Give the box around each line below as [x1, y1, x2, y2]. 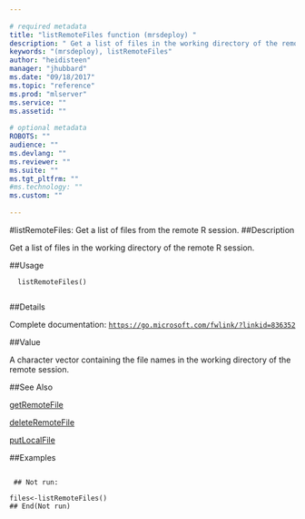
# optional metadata [9, 124, 88, 133]
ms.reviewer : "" [9, 157, 71, 167]
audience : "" [9, 140, 59, 149]
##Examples [9, 452, 56, 463]
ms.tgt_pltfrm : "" [9, 174, 79, 183]
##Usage [9, 259, 44, 270]
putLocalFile [9, 434, 56, 445]
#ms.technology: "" [9, 183, 84, 192]
